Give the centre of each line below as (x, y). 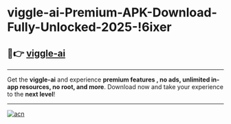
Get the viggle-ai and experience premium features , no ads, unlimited (109, 79)
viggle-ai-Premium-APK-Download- (112, 13)
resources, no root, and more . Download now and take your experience (121, 87)
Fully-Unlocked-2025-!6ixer (89, 27)
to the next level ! (31, 94)
